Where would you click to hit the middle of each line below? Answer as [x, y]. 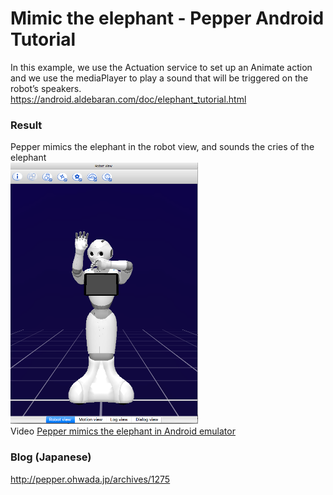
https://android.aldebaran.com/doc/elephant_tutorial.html [128, 99]
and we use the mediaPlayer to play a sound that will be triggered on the [159, 78]
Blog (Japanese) [51, 457]
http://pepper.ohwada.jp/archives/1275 [90, 479]
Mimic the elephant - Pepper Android [167, 18]
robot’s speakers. [46, 88]
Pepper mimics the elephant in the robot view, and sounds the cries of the [162, 147]
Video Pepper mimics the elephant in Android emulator [123, 431]
